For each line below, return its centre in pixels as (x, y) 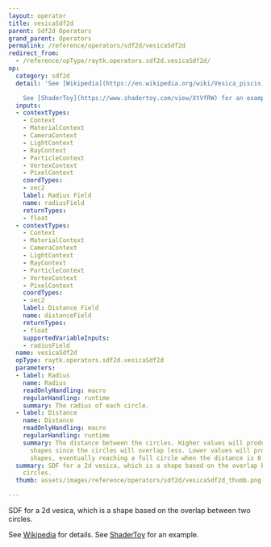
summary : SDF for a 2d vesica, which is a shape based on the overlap (137, 466)
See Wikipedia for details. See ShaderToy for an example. (104, 534)
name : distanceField (57, 315)
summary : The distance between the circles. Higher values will (133, 443)
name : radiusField (54, 203)
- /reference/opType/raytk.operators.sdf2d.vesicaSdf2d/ (113, 61)
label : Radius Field (57, 195)
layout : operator (38, 16)
